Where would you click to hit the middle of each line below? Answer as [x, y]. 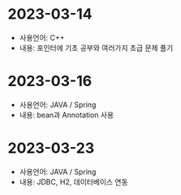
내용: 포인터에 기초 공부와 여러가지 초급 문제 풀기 [96, 48]
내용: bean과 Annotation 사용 [67, 115]
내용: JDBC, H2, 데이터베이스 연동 [73, 182]
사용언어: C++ [42, 37]
